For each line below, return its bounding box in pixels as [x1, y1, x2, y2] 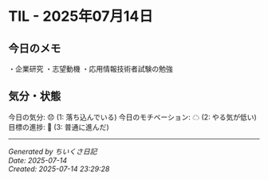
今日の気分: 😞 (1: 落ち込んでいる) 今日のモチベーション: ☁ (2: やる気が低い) [8, 112, 257, 122]
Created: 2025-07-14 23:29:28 [8, 164, 110, 174]
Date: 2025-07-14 [8, 155, 68, 165]
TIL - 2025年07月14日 [8, 7, 153, 25]
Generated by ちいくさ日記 [8, 147, 97, 156]
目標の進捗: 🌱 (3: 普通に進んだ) [8, 122, 109, 131]
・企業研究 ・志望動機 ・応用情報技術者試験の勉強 [8, 65, 173, 73]
